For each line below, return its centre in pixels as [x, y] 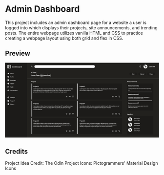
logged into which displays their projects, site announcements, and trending [81, 27]
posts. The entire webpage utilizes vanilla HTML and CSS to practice [74, 33]
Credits [17, 151]
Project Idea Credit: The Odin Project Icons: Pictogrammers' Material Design [82, 163]
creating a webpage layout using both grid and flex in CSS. [64, 38]
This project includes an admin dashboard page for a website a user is [76, 22]
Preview [18, 54]
